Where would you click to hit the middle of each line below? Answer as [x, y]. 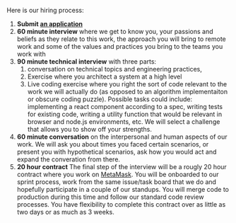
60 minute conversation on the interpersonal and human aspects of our [122, 137]
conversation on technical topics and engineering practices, [114, 69]
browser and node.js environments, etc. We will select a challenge [124, 122]
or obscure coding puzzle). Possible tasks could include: [110, 99]
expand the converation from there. [69, 159]
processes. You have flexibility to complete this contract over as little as [121, 204]
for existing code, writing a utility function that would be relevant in [125, 114]
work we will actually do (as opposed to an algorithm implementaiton [128, 92]
